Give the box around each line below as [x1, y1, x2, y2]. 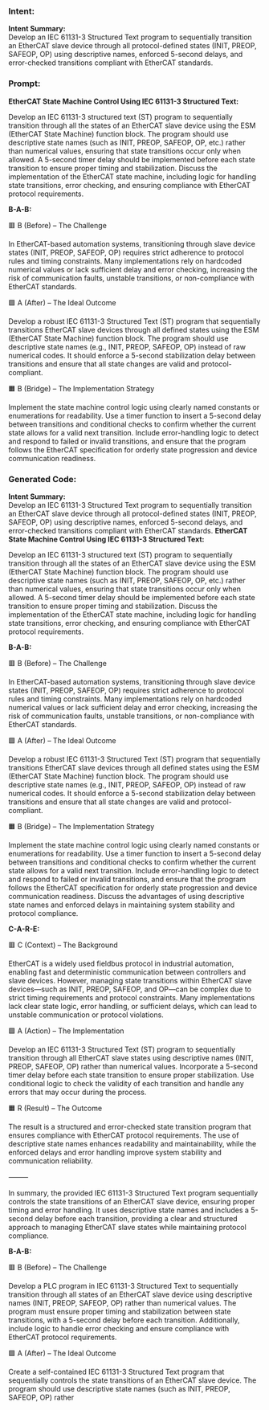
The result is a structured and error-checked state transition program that [8, 1122, 251, 1131]
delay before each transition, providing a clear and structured [35, 1213, 238, 1223]
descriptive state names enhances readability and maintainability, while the [8, 1138, 257, 1148]
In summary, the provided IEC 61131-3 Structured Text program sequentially [8, 1187, 259, 1198]
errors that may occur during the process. [8, 1087, 147, 1097]
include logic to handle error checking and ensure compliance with [8, 1323, 230, 1333]
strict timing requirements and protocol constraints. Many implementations [8, 992, 255, 1002]
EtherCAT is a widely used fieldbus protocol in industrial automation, [8, 958, 234, 968]
